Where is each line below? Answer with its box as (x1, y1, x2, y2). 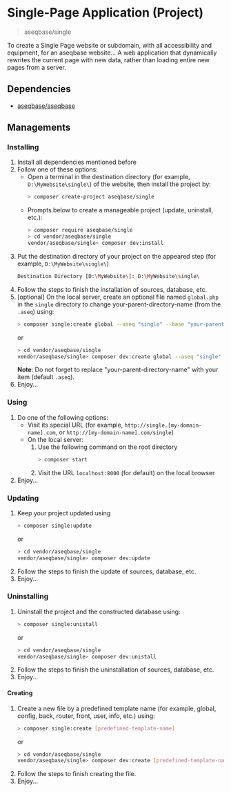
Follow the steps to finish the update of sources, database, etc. (17, 567, 197, 575)
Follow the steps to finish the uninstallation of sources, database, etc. (17, 665, 214, 674)
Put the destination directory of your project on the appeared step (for (17, 252, 217, 260)
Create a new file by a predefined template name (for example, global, (17, 704, 217, 712)
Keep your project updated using (17, 508, 111, 517)
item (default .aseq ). (17, 373, 74, 381)
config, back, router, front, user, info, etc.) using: (17, 711, 155, 720)
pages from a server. (7, 63, 67, 71)
